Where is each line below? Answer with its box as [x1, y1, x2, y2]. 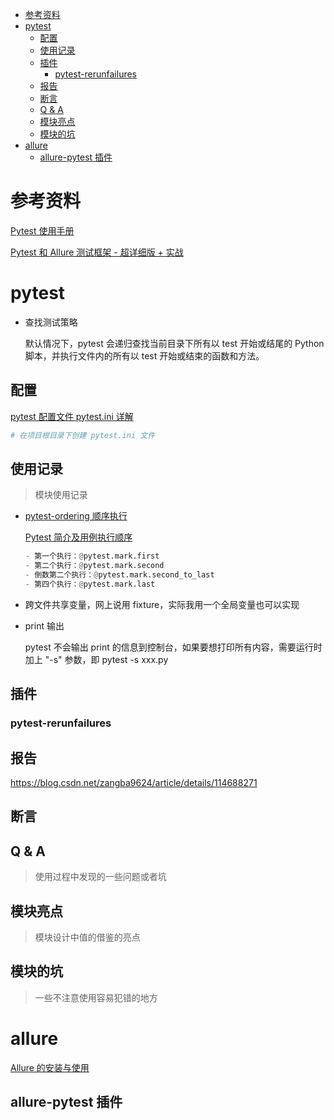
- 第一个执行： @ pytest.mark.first [24, 551, 160, 562]
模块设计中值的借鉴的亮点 [34, 931, 141, 943]
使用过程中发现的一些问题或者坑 [34, 871, 167, 883]
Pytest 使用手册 [10, 224, 75, 237]
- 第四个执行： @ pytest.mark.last [24, 579, 156, 589]
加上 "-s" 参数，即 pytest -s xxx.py [24, 653, 169, 665]
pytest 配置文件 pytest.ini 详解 [10, 410, 134, 422]
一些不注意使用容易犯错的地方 [34, 991, 158, 1003]
